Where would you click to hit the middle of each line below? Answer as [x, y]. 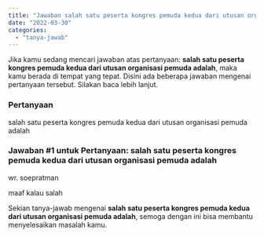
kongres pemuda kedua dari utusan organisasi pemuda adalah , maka [123, 68]
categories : [27, 30]
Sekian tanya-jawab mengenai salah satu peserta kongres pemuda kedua [129, 208]
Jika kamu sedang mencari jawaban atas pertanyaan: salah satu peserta [126, 60]
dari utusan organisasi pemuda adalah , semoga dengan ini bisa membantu [131, 216]
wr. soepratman [33, 177]
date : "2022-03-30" [40, 23]
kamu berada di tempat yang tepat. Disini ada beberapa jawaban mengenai [130, 76]
